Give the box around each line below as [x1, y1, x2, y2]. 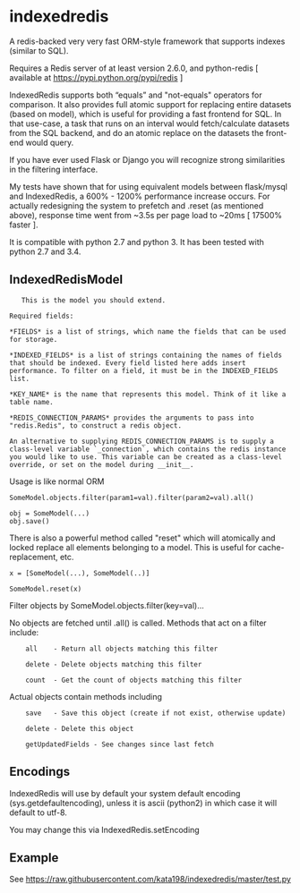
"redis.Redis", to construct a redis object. [9, 421, 182, 430]
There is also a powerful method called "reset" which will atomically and [9, 532, 276, 543]
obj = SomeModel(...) [9, 508, 90, 518]
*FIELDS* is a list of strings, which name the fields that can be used [9, 327, 287, 336]
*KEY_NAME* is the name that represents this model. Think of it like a [9, 389, 287, 399]
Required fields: [9, 311, 74, 320]
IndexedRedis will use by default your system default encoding [9, 787, 241, 798]
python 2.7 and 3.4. [9, 246, 81, 257]
